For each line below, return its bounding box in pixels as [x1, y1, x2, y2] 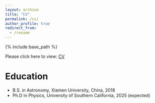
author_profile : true [5, 21, 50, 26]
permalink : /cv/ [5, 16, 39, 21]
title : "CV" [5, 12, 30, 17]
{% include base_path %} [5, 44, 58, 50]
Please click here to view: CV [5, 53, 65, 59]
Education [5, 71, 48, 82]
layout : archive [5, 7, 39, 12]
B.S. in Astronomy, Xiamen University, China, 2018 [12, 87, 115, 93]
